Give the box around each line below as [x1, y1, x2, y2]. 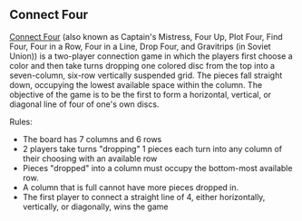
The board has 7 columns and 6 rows [22, 133, 162, 144]
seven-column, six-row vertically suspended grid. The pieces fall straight [9, 70, 283, 81]
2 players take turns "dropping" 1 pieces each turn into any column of [22, 143, 283, 154]
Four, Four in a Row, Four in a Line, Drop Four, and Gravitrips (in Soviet [9, 41, 271, 52]
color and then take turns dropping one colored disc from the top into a [9, 60, 275, 71]
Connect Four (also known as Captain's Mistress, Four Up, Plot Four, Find [9, 31, 283, 42]
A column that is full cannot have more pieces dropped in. [22, 181, 239, 193]
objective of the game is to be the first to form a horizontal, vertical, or [9, 89, 272, 100]
